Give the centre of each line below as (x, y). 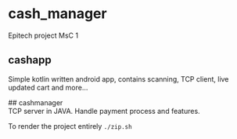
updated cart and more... (48, 87)
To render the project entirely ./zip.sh (70, 126)
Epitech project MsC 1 (43, 35)
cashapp (30, 60)
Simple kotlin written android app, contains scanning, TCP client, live (118, 79)
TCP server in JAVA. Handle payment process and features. (104, 111)
